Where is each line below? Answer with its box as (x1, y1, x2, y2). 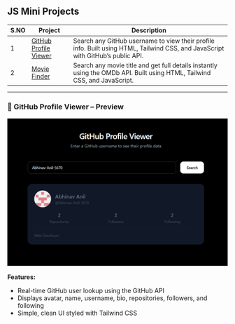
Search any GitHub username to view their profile (73, 36, 215, 45)
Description (131, 26, 166, 34)
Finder (31, 72, 50, 81)
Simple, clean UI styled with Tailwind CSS (17, 309, 138, 318)
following (17, 302, 44, 310)
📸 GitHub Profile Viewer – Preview (7, 102, 124, 112)
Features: (7, 273, 36, 281)
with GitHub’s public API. (73, 51, 144, 60)
